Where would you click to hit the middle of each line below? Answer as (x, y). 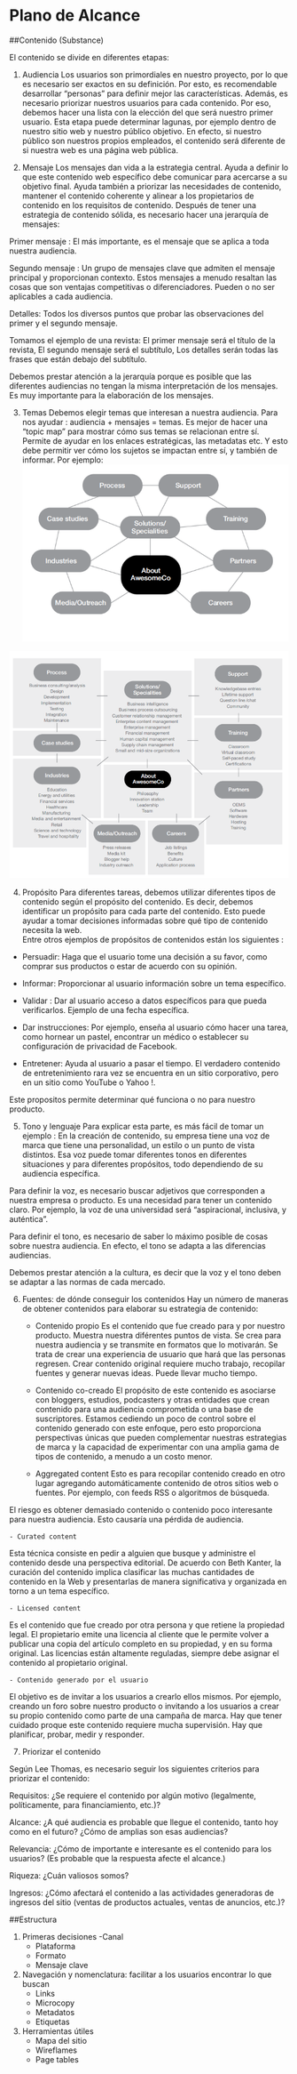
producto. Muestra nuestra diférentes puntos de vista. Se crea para (158, 1335)
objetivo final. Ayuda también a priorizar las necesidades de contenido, (152, 186)
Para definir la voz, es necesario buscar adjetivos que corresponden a (137, 1190)
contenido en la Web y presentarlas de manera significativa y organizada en (148, 1581)
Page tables (57, 2059)
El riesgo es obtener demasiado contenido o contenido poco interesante (141, 1509)
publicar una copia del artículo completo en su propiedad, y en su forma (141, 1644)
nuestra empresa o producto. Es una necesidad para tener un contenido (141, 1200)
